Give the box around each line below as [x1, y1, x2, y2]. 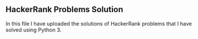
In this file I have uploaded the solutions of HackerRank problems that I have [5, 20, 193, 27]
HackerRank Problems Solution [5, 5, 124, 15]
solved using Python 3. [5, 26, 62, 33]
